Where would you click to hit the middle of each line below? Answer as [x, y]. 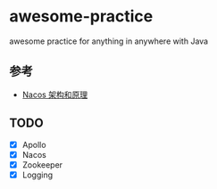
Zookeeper [42, 164]
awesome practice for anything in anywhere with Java [108, 41]
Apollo [34, 144]
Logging [38, 175]
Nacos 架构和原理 [54, 94]
